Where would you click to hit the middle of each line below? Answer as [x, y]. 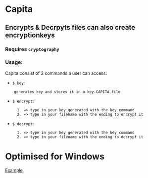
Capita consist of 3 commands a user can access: [56, 73]
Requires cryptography [32, 49]
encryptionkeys [30, 35]
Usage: [14, 62]
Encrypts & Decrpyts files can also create [70, 27]
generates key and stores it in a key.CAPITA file [67, 92]
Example [14, 170]
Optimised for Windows [55, 156]
